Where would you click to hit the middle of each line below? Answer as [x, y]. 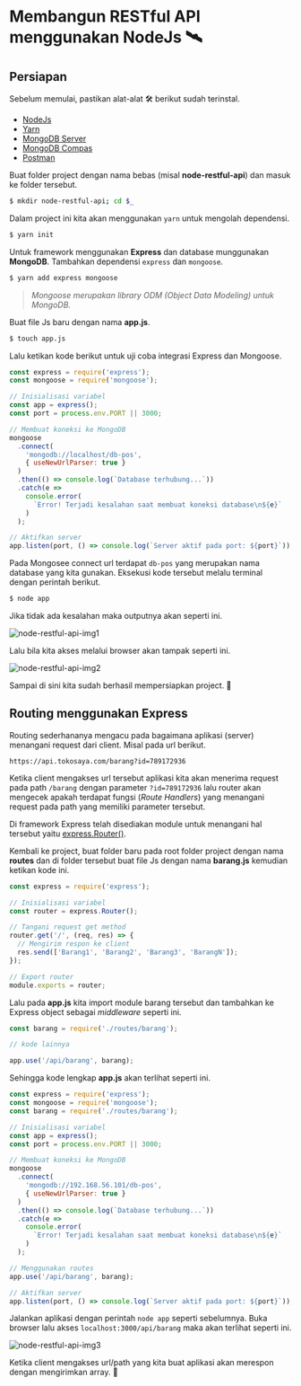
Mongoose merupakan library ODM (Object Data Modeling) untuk [153, 295]
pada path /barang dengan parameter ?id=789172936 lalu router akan [135, 787]
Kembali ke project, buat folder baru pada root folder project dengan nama [146, 851]
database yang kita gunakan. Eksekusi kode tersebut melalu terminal [136, 573]
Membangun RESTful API [105, 17]
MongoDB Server [54, 138]
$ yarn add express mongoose [64, 278]
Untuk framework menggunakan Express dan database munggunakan [139, 252]
